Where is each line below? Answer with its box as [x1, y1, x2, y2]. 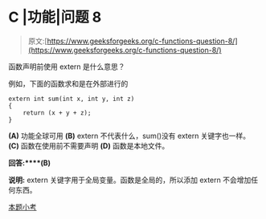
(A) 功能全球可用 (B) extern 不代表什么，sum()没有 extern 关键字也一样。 [8, 131, 251, 140]
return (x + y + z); [23, 108, 92, 117]
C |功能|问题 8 [8, 8, 102, 26]
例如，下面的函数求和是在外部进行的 [8, 79, 129, 88]
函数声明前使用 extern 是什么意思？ [8, 62, 126, 71]
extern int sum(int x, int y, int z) [8, 95, 135, 103]
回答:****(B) [8, 158, 51, 168]
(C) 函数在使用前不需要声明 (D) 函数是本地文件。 [8, 140, 170, 150]
